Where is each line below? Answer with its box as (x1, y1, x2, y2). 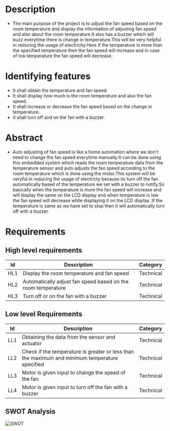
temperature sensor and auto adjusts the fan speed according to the (12, 165, 155, 171)
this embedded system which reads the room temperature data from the (12, 159, 163, 165)
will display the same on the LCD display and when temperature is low (12, 192, 159, 198)
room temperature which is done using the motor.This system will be (12, 170, 156, 176)
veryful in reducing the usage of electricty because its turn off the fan (12, 176, 158, 182)
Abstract (5, 132, 43, 144)
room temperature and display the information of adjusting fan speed (12, 25, 157, 31)
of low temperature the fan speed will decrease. (12, 52, 113, 59)
